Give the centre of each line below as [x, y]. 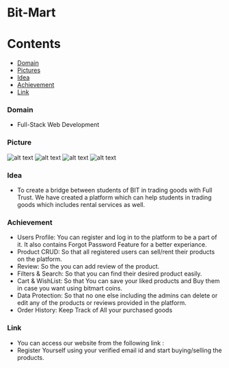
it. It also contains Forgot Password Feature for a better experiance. [112, 245]
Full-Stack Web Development [58, 125]
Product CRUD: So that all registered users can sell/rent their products [116, 252]
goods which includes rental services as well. [81, 205]
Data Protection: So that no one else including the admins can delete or [117, 295]
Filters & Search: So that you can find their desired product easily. [109, 274]
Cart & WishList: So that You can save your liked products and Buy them [118, 281]
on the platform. [40, 259]
